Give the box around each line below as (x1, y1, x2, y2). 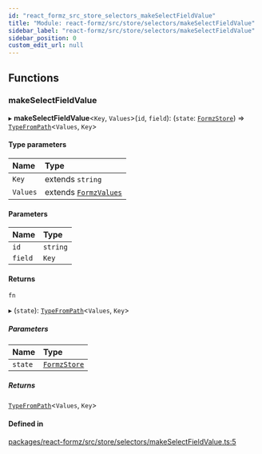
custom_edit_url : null (8, 42, 84, 50)
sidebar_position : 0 (8, 34, 77, 42)
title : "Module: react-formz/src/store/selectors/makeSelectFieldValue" (8, 19, 256, 27)
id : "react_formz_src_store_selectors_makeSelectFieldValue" (8, 11, 216, 20)
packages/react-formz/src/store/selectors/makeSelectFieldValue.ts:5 (8, 436, 237, 446)
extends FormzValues (45, 187, 122, 198)
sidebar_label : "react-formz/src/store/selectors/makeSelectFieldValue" (8, 26, 256, 34)
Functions (8, 71, 60, 85)
